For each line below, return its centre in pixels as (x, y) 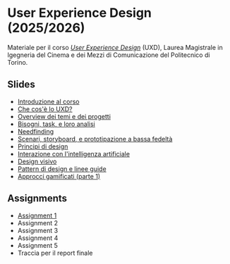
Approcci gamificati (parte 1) (59, 176)
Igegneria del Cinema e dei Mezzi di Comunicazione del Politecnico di (109, 55)
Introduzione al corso (48, 101)
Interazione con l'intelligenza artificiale (74, 153)
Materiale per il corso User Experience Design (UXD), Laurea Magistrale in (115, 47)
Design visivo (37, 161)
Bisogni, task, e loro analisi (56, 124)
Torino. (18, 62)
